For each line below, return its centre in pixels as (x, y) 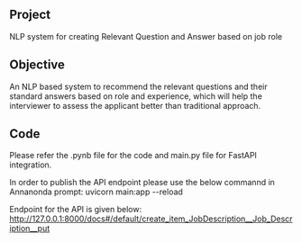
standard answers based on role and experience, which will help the (136, 96)
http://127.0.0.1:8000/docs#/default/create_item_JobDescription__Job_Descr (151, 219)
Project (30, 15)
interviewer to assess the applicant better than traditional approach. (135, 105)
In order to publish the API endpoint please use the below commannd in (142, 183)
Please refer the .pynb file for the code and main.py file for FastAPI (133, 156)
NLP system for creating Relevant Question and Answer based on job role (146, 36)
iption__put (30, 229)
